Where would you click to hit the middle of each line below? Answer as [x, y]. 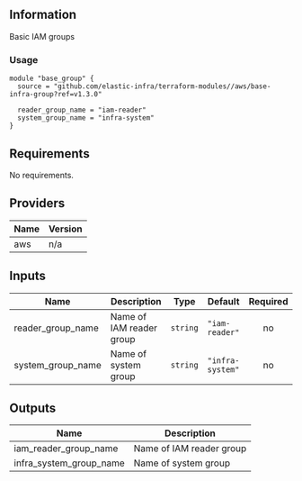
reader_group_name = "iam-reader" [82, 110]
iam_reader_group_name [66, 449]
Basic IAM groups [42, 36]
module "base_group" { [52, 79]
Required [268, 301]
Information [43, 15]
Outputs [33, 408]
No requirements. [42, 175]
